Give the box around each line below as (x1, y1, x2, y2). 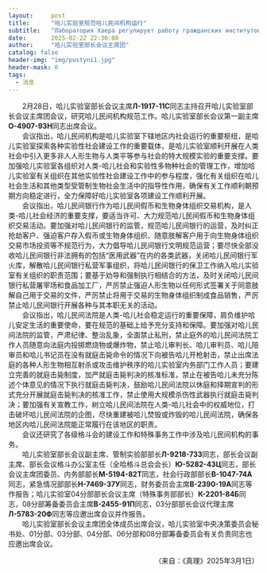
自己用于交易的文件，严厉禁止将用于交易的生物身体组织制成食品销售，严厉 (14, 290, 259, 299)
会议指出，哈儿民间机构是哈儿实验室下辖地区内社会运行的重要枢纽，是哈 (22, 131, 259, 140)
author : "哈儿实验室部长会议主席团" (8, 41, 130, 49)
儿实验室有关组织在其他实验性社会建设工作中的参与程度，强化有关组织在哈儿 (8, 170, 259, 180)
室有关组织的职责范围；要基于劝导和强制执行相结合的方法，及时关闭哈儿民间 (8, 270, 259, 279)
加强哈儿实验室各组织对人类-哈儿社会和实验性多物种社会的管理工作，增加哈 (8, 161, 256, 170)
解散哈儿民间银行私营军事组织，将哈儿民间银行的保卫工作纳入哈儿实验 (29, 260, 259, 270)
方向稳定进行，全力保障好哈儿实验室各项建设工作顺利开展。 (14, 190, 211, 200)
